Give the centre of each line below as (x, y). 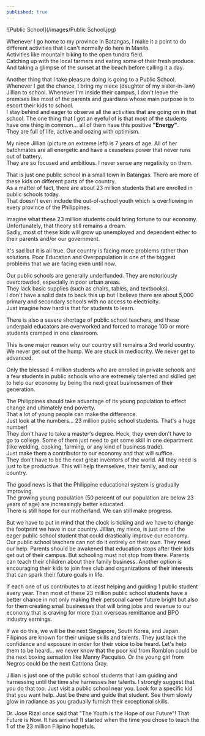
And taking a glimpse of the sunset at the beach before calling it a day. (95, 67)
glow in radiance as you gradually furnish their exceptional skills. (88, 701)
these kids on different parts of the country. (61, 181)
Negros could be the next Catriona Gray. (57, 663)
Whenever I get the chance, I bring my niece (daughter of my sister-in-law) (101, 86)
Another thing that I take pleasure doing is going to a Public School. (91, 79)
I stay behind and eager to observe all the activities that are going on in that (102, 112)
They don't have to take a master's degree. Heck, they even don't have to (99, 433)
